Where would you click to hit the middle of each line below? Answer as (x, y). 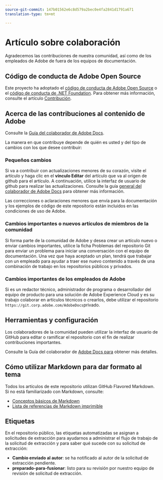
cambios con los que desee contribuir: (44, 148)
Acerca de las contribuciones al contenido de (75, 114)
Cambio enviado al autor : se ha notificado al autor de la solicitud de (80, 458)
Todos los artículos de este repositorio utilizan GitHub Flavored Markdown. (80, 386)
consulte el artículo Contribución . (38, 98)
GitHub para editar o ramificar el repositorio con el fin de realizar (70, 337)
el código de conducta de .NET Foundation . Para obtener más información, (80, 93)
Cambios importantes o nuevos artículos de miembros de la (77, 224)
